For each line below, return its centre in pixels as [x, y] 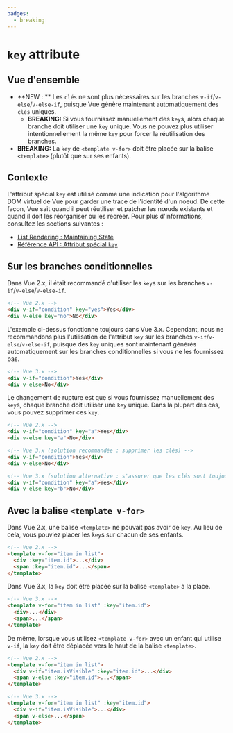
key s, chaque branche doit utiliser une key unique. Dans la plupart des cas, [114, 405]
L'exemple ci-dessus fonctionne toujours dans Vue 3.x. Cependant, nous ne [115, 329]
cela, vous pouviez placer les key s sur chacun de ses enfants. [95, 534]
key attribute [43, 54]
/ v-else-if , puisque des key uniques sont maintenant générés [108, 344]
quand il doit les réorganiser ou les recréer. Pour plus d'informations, [105, 217]
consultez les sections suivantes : [55, 224]
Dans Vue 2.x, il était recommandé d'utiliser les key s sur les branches [106, 283]
